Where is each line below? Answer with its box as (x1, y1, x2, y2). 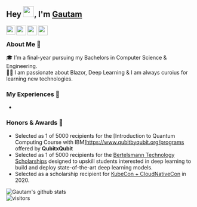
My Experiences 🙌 (6, 90, 60, 98)
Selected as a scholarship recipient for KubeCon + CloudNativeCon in (14, 170, 187, 177)
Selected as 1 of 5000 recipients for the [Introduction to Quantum (14, 132, 176, 139)
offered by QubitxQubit (14, 144, 73, 152)
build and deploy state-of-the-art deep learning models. (14, 163, 153, 171)
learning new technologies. (6, 75, 73, 82)
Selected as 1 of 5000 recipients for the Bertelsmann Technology (14, 151, 175, 158)
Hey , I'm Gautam (6, 10, 82, 20)
